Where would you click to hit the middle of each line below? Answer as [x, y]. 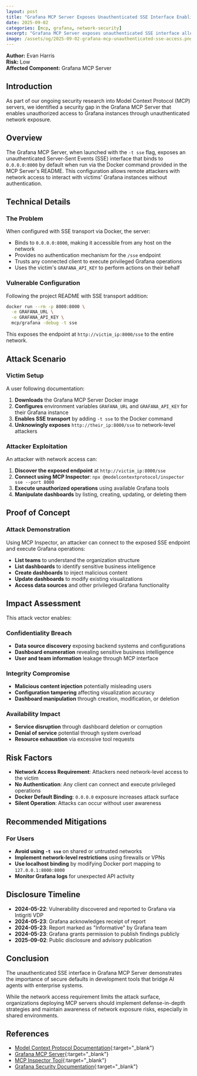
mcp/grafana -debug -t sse [44, 323]
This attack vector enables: [39, 617]
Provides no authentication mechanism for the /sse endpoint [88, 255]
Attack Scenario [36, 359]
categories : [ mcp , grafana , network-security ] [64, 28]
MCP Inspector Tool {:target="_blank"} [60, 1060]
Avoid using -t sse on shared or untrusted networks [78, 851]
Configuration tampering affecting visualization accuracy [84, 693]
